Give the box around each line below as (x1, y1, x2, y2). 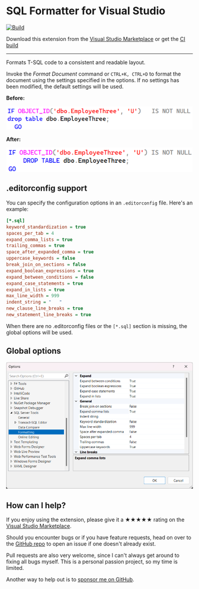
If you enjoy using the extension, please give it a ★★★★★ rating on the (6, 516, 185, 524)
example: (6, 205, 28, 212)
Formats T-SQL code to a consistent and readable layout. (6, 58, 146, 66)
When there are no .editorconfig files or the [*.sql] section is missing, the (6, 322, 188, 329)
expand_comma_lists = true (6, 237, 73, 242)
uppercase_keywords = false (6, 256, 76, 262)
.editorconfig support (6, 183, 88, 194)
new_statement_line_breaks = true (6, 312, 92, 318)
